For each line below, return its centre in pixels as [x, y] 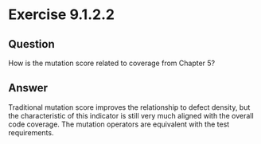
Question [31, 44]
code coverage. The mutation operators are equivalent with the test [119, 124]
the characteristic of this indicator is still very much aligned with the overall [131, 115]
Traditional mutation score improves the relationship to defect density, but [129, 107]
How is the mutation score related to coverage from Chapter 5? [112, 63]
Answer [28, 88]
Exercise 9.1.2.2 [62, 15]
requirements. [31, 132]
